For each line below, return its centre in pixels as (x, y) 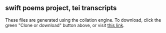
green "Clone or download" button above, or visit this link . (65, 25)
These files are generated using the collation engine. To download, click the (83, 20)
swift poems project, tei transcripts (61, 8)
